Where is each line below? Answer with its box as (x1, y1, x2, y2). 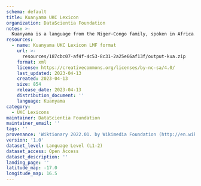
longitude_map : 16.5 (6, 170, 58, 177)
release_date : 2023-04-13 (17, 87, 82, 93)
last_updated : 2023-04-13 (17, 70, 82, 76)
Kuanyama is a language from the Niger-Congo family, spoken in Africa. (11, 31, 197, 37)
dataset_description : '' (6, 154, 68, 160)
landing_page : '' (6, 160, 50, 166)
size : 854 (17, 82, 42, 88)
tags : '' (6, 126, 28, 132)
